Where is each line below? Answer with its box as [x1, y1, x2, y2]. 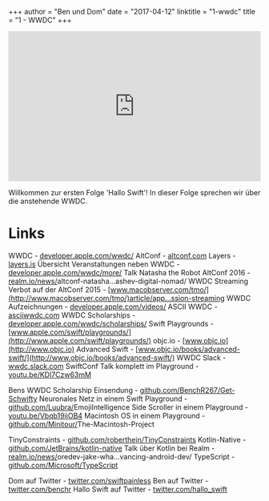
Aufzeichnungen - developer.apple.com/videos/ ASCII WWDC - [8, 302, 218, 311]
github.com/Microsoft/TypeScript [8, 460, 118, 470]
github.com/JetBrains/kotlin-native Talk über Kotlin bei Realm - [8, 443, 215, 453]
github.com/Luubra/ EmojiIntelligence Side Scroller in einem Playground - [8, 402, 248, 411]
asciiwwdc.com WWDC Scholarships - [8, 310, 136, 319]
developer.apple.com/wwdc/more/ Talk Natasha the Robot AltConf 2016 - [8, 267, 251, 277]
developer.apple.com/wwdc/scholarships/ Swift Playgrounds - [8, 319, 214, 328]
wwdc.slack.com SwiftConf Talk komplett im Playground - [8, 361, 199, 371]
